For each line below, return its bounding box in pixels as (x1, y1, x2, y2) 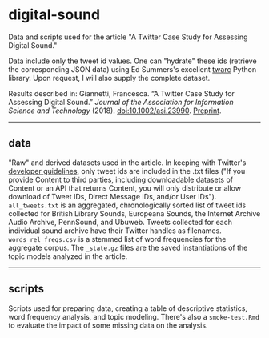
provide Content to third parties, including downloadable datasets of (8, 175, 234, 184)
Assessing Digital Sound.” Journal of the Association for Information (8, 97, 234, 107)
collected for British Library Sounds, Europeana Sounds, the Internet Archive (8, 208, 261, 218)
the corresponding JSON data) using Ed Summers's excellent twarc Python (8, 64, 257, 74)
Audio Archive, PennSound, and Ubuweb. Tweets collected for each (8, 217, 232, 227)
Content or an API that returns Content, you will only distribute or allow (8, 183, 242, 193)
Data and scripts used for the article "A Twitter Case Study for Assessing (8, 32, 248, 42)
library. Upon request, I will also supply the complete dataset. (8, 73, 211, 82)
